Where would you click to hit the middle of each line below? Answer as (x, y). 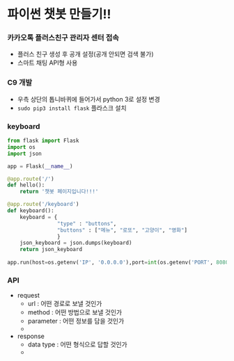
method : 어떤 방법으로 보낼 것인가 (75, 312)
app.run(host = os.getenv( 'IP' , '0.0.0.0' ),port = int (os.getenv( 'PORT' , (110, 263)
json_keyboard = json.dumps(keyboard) (76, 243)
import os (22, 147)
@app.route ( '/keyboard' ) (43, 204)
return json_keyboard (51, 250)
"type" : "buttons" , (87, 223)
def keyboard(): (31, 211)
